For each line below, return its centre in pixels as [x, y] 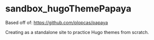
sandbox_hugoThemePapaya [68, 9]
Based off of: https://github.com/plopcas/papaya [57, 22]
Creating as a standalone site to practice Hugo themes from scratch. [77, 32]
